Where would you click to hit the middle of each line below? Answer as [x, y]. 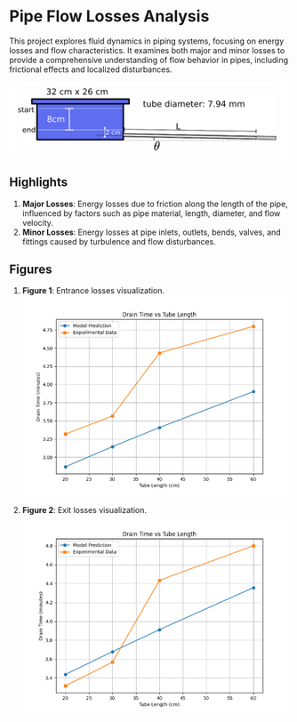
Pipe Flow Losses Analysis [109, 16]
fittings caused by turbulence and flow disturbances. [119, 241]
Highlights [39, 183]
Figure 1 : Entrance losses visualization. [93, 291]
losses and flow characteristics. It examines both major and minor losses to [147, 50]
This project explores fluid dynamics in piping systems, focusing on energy [147, 41]
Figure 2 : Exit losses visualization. [84, 509]
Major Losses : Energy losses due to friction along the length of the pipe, [155, 204]
